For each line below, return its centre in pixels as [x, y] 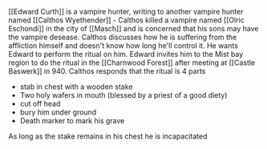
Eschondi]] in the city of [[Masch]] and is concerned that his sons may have [133, 28]
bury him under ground [58, 112]
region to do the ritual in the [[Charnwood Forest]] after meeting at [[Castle [132, 62]
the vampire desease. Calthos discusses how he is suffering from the [123, 37]
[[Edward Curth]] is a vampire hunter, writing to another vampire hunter [126, 12]
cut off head [40, 104]
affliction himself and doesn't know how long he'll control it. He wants [123, 46]
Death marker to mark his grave [72, 121]
